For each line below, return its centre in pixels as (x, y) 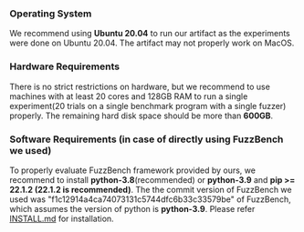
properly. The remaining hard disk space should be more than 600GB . (142, 116)
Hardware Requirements (65, 66)
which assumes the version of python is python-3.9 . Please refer (132, 208)
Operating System (51, 14)
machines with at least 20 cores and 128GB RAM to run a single (129, 96)
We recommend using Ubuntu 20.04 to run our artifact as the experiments (150, 34)
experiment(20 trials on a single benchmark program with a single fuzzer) (148, 106)
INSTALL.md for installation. (62, 218)
